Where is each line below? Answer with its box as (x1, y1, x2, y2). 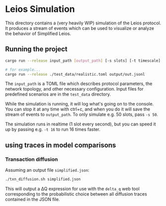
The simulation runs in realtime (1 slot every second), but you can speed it (5, 121, 156, 127)
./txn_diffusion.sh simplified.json (5, 177, 81, 182)
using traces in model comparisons (5, 141, 116, 149)
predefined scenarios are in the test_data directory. (5, 91, 111, 98)
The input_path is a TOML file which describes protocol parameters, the (5, 81, 153, 87)
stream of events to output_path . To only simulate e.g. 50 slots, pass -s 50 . (5, 111, 159, 117)
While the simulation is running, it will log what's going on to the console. (5, 101, 154, 107)
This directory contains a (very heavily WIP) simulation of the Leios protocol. (5, 20, 162, 26)
